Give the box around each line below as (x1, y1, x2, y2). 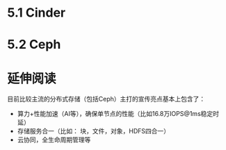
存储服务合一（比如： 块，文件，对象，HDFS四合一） (17, 127, 170, 135)
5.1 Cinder (7, 5, 66, 21)
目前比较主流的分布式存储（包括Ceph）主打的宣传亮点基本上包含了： (7, 95, 206, 103)
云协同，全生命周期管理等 (17, 135, 91, 144)
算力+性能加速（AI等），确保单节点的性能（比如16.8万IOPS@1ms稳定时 (17, 110, 220, 118)
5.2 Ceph (7, 37, 61, 53)
